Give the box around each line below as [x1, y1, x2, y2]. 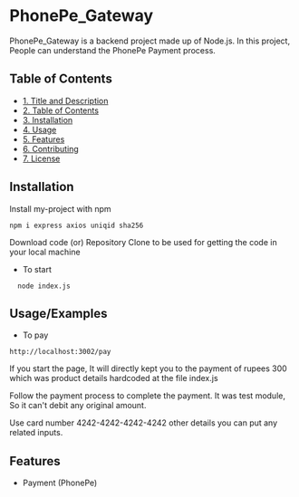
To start [22, 263, 53, 274]
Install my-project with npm [9, 203, 111, 214]
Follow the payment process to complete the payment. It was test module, [9, 390, 285, 401]
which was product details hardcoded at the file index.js [9, 373, 219, 384]
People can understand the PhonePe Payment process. [9, 44, 216, 55]
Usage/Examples [9, 305, 108, 321]
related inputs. [9, 427, 63, 438]
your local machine [9, 246, 81, 257]
